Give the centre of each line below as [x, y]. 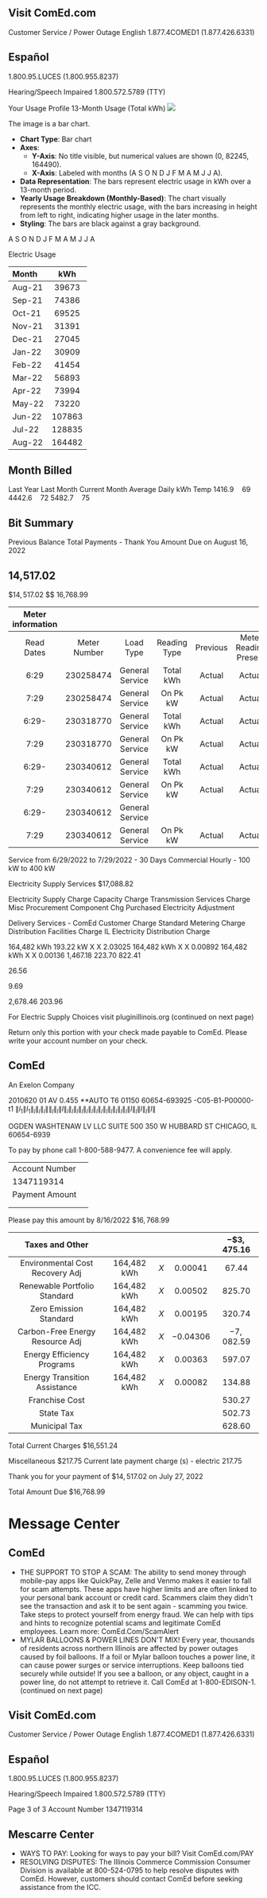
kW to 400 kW [32, 869]
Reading [172, 643]
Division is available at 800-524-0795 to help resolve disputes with [130, 1870]
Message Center [64, 1523]
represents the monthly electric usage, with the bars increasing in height [138, 207]
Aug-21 [28, 287]
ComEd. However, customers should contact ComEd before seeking [131, 1879]
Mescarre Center [51, 1834]
